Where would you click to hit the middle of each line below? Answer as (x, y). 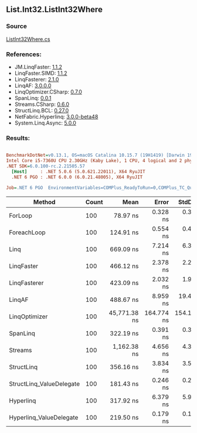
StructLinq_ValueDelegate (45, 384)
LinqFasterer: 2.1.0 (37, 79)
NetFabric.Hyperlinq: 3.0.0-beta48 (56, 116)
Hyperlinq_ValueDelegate (44, 417)
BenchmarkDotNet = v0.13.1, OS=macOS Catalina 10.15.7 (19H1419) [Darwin (95, 155)
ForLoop (21, 215)
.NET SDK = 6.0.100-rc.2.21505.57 (45, 166)
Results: (18, 138)
